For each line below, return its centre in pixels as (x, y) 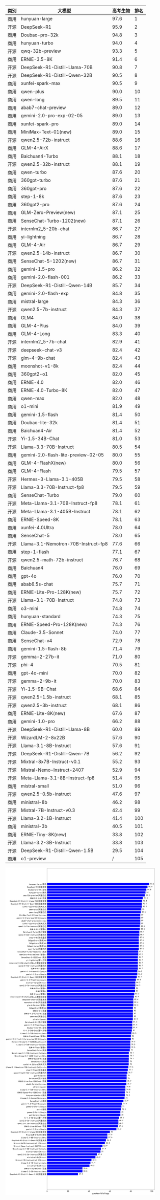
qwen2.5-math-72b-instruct (52, 560)
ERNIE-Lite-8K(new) (43, 713)
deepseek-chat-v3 (42, 350)
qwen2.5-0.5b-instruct (46, 794)
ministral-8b (34, 802)
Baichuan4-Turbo (40, 156)
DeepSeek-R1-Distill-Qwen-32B (57, 75)
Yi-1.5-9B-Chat (39, 689)
